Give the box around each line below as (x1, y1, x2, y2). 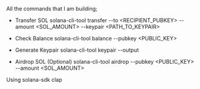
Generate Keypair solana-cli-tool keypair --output (15, 46, 139, 54)
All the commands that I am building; (6, 5, 98, 12)
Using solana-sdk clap (6, 76, 62, 83)
